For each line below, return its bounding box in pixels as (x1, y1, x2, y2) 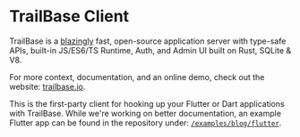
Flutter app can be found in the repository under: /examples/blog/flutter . (9, 117, 282, 128)
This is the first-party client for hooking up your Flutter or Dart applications (9, 98, 285, 109)
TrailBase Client (9, 6, 130, 27)
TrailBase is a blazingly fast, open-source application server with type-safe (9, 36, 287, 46)
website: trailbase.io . (9, 81, 86, 92)
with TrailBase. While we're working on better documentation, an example (9, 108, 282, 118)
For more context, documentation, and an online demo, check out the (9, 71, 265, 82)
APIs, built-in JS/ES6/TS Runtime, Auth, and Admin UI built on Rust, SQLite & (9, 44, 292, 55)
